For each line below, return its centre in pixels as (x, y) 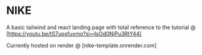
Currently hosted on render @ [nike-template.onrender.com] (82, 45)
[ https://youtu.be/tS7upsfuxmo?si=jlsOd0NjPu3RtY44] (74, 33)
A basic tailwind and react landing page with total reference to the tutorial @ (101, 27)
